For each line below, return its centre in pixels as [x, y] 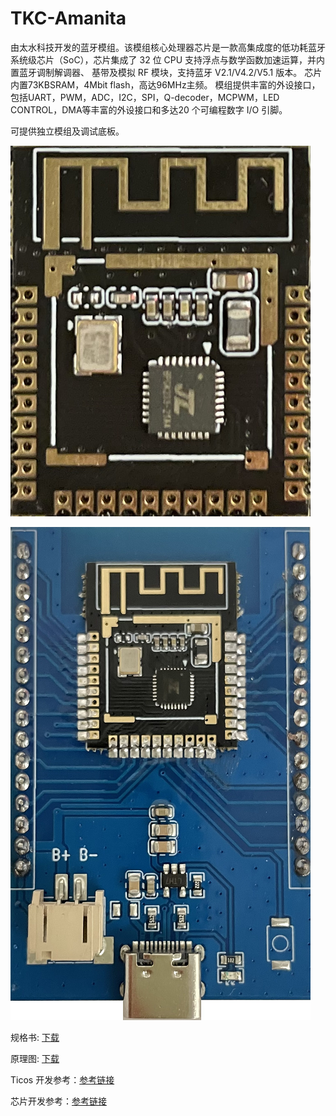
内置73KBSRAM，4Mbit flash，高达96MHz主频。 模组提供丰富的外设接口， [165, 84]
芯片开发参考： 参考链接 [58, 1101]
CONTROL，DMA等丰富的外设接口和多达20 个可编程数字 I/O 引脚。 [149, 109]
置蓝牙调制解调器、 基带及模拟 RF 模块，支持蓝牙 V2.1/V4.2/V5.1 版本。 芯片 [166, 72]
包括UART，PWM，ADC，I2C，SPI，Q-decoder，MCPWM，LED [145, 97]
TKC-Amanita [68, 18]
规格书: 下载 [35, 1037]
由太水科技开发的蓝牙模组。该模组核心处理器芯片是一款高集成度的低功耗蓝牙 [168, 47]
